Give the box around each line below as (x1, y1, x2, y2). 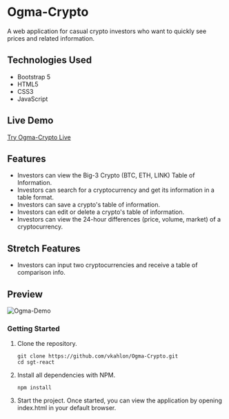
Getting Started (7, 324, 60, 333)
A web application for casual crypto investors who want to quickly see (7, 27, 207, 35)
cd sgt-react (17, 359, 55, 366)
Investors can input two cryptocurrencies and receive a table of (17, 261, 198, 269)
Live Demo (7, 115, 54, 126)
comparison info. (17, 269, 66, 277)
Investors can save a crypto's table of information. (17, 201, 161, 209)
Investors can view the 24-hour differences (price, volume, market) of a (17, 215, 221, 224)
